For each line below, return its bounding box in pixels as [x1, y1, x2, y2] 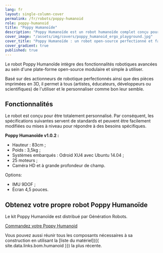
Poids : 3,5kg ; [12, 147, 41, 153]
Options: [5, 172, 22, 178]
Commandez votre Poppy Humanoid [5, 223, 78, 229]
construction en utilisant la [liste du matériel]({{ [5, 237, 99, 243]
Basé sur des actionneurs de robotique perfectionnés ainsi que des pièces [5, 76, 154, 82]
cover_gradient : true [5, 43, 49, 48]
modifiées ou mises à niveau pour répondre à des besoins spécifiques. [5, 123, 147, 129]
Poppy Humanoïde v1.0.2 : [5, 133, 59, 138]
